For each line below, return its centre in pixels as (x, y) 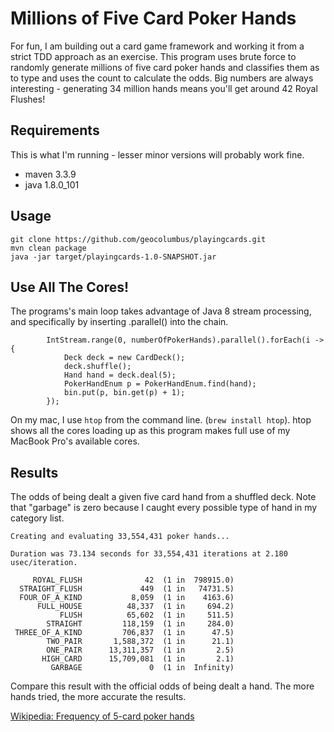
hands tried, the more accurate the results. (98, 697)
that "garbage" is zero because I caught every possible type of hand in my (164, 508)
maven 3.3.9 (50, 174)
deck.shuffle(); (97, 367)
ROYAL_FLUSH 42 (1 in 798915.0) (133, 580)
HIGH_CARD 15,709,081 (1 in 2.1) (138, 659)
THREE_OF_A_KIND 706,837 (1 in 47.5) (124, 633)
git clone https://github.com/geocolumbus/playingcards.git (138, 239)
